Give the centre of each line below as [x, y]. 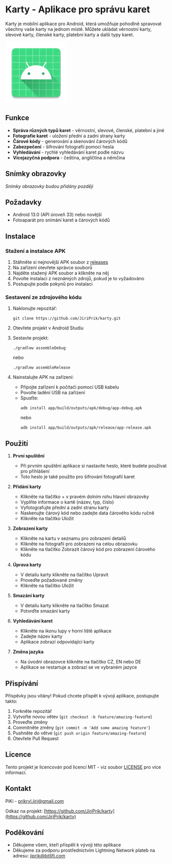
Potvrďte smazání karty [45, 611]
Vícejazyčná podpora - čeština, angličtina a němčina [69, 157]
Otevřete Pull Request [36, 738]
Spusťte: [29, 398]
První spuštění [29, 456]
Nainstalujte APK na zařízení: [43, 377]
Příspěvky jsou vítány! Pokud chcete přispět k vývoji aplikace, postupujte [82, 695]
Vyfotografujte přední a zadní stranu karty [64, 508]
